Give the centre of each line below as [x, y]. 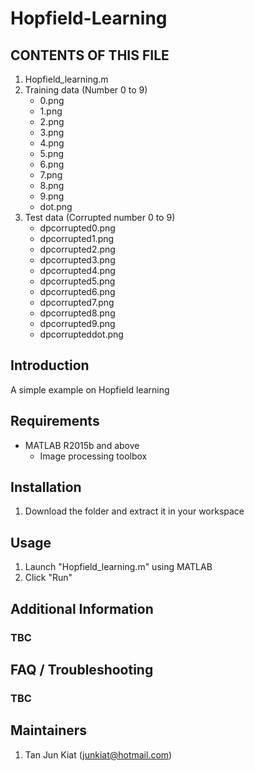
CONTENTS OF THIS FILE [90, 55]
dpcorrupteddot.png [81, 334]
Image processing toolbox [93, 456]
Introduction [50, 365]
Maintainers [49, 730]
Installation [46, 487]
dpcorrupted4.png [77, 270]
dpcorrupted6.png [77, 291]
